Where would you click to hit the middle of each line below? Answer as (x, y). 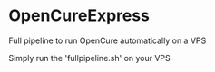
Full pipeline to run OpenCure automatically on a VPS (107, 40)
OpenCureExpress (79, 16)
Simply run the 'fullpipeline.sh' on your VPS (90, 58)
